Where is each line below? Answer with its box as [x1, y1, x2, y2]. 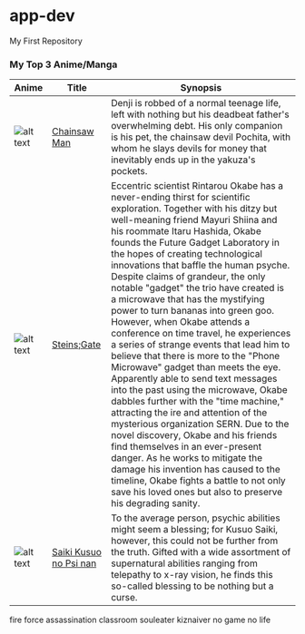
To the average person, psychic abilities [110, 512, 280, 524]
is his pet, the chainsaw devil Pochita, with [110, 131, 291, 143]
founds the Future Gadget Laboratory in [110, 237, 280, 249]
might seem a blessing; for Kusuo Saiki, [110, 523, 279, 536]
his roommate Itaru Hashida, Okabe [110, 225, 261, 238]
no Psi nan [51, 557, 97, 570]
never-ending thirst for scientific [110, 191, 251, 204]
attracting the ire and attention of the [110, 406, 268, 419]
